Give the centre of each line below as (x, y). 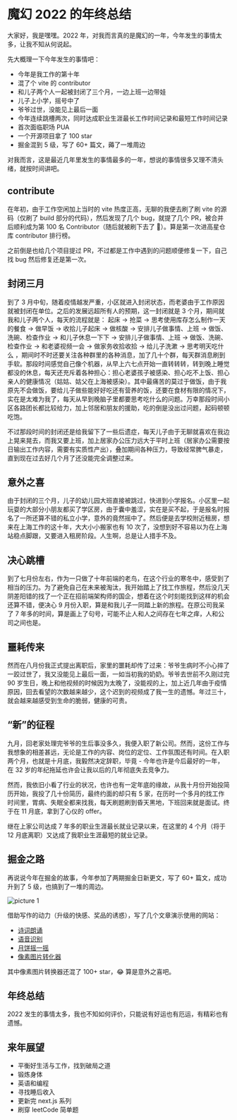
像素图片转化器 (39, 956)
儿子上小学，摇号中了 (48, 100)
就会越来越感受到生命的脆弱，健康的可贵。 (69, 700)
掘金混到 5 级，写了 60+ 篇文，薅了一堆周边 (81, 145)
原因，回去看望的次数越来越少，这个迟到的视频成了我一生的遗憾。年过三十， (119, 692)
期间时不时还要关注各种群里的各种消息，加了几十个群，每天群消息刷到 (123, 355)
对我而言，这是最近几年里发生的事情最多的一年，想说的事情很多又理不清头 (115, 159)
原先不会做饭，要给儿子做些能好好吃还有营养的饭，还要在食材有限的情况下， (119, 390)
